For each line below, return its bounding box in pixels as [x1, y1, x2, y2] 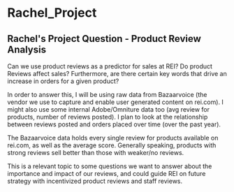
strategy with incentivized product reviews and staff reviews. [7, 177, 183, 185]
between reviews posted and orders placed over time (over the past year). [7, 120, 221, 128]
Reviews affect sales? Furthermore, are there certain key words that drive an [7, 70, 227, 77]
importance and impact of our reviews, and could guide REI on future [7, 170, 206, 177]
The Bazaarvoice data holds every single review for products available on [7, 134, 219, 142]
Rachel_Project [7, 5, 97, 21]
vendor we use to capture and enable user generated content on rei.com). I [7, 98, 224, 106]
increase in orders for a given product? [7, 77, 119, 85]
